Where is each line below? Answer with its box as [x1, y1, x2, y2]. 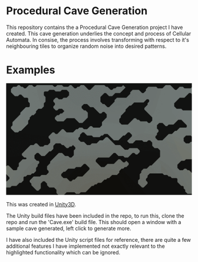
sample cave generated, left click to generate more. [6, 225, 131, 232]
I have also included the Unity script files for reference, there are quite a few [6, 236, 192, 243]
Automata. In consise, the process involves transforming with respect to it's [6, 36, 190, 43]
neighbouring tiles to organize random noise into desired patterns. [6, 43, 167, 50]
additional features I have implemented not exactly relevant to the [6, 242, 165, 250]
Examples [6, 63, 55, 77]
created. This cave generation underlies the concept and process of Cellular [6, 30, 192, 37]
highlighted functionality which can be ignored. [6, 248, 121, 255]
